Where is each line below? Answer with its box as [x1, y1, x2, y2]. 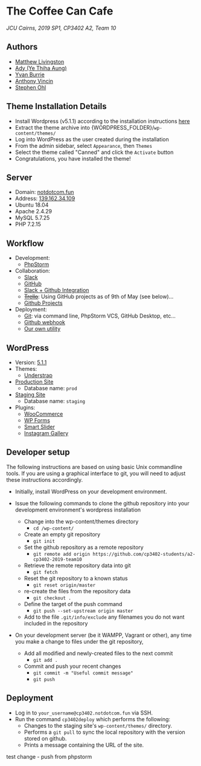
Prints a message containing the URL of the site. [24, 741, 144, 748]
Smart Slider [24, 423, 56, 430]
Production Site [14, 378, 54, 385]
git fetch [33, 569, 58, 575]
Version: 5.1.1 [14, 359, 47, 366]
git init [33, 538, 56, 544]
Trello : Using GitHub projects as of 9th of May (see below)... [24, 293, 174, 301]
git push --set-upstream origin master [33, 608, 134, 614]
